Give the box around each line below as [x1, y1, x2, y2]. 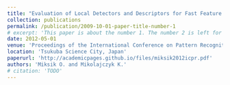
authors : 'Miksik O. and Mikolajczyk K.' [7, 61, 127, 68]
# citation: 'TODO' [7, 67, 63, 74]
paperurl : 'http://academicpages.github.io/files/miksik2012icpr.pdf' [7, 55, 213, 62]
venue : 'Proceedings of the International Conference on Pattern [7, 42, 197, 49]
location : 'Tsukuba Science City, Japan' [7, 49, 127, 56]
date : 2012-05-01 [7, 36, 57, 42]
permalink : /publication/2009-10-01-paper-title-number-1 [7, 23, 176, 29]
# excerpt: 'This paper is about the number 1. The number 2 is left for [7, 29, 222, 36]
